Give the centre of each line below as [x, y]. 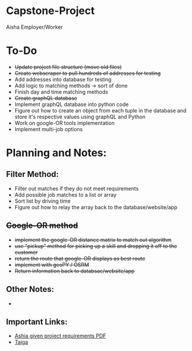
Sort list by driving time [42, 201]
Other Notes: [30, 289]
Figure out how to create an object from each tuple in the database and [100, 110]
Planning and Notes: [56, 153]
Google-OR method [42, 226]
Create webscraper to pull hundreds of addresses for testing [88, 73]
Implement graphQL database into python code [71, 104]
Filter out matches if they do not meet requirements [76, 188]
